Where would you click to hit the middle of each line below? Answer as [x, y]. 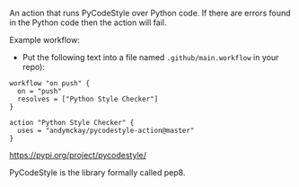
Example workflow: [45, 40]
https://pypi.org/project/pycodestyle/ [78, 155]
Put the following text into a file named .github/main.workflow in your [150, 57]
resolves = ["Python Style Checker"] [88, 99]
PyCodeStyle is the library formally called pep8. [97, 173]
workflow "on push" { [50, 84]
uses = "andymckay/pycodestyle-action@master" [106, 130]
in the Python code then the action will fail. [88, 22]
